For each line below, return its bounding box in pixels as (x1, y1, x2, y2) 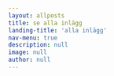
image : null (8, 48, 47, 56)
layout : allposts (8, 11, 65, 20)
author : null (8, 56, 51, 64)
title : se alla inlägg (8, 19, 83, 27)
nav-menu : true (8, 33, 58, 42)
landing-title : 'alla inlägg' (8, 26, 108, 34)
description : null (8, 41, 68, 49)
